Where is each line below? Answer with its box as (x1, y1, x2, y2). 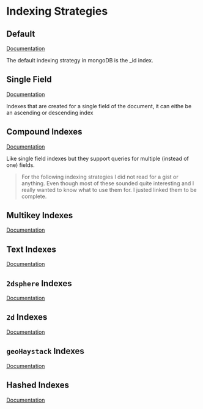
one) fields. (6, 161, 35, 169)
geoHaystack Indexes (6, 346, 84, 356)
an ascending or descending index (6, 109, 94, 116)
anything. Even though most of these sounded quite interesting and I (21, 179, 194, 187)
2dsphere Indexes (6, 278, 72, 289)
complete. (21, 193, 47, 200)
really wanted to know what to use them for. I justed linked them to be (21, 186, 197, 193)
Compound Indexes (6, 127, 83, 137)
